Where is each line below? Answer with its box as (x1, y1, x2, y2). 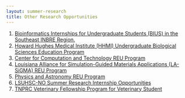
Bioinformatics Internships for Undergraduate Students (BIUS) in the (14, 30, 179, 37)
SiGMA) (14, 67, 34, 74)
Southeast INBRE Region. (14, 36, 75, 43)
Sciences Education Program (14, 48, 85, 55)
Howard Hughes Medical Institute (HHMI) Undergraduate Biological (14, 42, 177, 49)
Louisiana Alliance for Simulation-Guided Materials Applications (14, 60, 167, 67)
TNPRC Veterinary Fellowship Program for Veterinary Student (14, 85, 162, 92)
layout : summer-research (6, 8, 67, 14)
